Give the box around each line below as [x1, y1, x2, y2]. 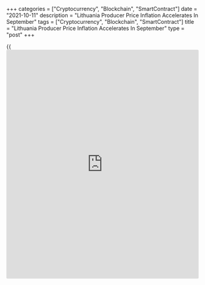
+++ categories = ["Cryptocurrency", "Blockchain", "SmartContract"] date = [6, 5, 198, 12]
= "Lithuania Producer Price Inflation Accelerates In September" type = [6, 24, 185, 32]
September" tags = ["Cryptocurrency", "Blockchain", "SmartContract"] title [6, 18, 194, 25]
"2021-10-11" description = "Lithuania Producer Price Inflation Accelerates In [6, 12, 198, 19]
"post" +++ [6, 31, 35, 38]
